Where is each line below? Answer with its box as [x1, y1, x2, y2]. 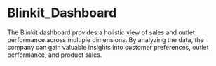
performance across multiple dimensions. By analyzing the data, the [7, 35, 205, 44]
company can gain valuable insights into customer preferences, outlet [7, 43, 209, 51]
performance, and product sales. [7, 51, 102, 59]
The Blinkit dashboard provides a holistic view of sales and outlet [7, 28, 195, 37]
